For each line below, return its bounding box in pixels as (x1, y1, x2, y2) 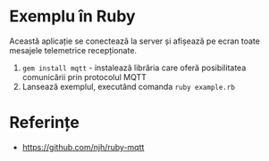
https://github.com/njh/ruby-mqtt (21, 141, 145, 152)
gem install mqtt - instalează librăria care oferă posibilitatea (21, 62, 247, 73)
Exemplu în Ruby (9, 6, 136, 27)
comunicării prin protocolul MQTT (21, 71, 147, 82)
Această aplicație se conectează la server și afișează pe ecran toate (9, 36, 261, 46)
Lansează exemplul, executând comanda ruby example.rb (21, 81, 235, 92)
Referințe (9, 113, 80, 133)
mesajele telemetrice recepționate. (9, 44, 137, 55)
